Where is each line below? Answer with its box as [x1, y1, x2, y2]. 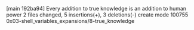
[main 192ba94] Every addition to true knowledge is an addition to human [6, 5, 187, 12]
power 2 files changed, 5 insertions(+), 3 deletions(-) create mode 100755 [6, 11, 189, 18]
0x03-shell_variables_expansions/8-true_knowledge [6, 18, 135, 24]
